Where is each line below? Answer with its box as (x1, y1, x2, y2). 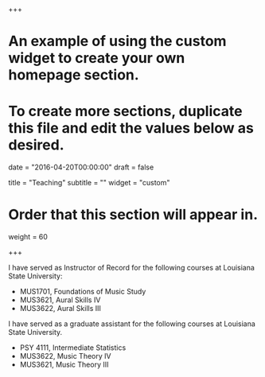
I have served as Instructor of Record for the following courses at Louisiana (8, 263, 255, 273)
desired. (8, 136, 64, 154)
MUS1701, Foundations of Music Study (19, 287, 146, 297)
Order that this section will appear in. (8, 206, 259, 223)
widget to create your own (8, 49, 185, 68)
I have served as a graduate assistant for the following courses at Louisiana (8, 319, 256, 328)
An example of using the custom (8, 33, 227, 50)
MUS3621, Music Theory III (19, 360, 109, 370)
